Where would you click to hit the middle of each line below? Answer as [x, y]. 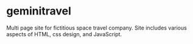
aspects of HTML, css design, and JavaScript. [64, 34]
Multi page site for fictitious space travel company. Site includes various [96, 28]
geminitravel [39, 11]
